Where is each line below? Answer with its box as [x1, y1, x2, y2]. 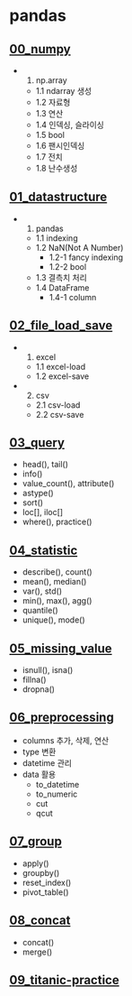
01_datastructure [9, 189, 108, 205]
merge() [22, 946, 53, 957]
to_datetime [35, 779, 80, 789]
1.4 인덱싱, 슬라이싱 [35, 119, 105, 130]
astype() [22, 488, 54, 499]
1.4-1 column [48, 291, 97, 302]
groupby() [22, 867, 60, 878]
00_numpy [9, 41, 71, 57]
